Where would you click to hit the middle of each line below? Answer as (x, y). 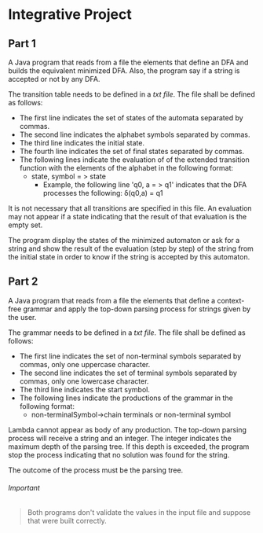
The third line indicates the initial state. (82, 143)
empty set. (26, 225)
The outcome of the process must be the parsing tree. (96, 470)
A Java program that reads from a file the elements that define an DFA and (128, 62)
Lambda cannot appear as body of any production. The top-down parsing (128, 429)
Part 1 (22, 44)
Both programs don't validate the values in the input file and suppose (139, 513)
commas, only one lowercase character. (84, 381)
